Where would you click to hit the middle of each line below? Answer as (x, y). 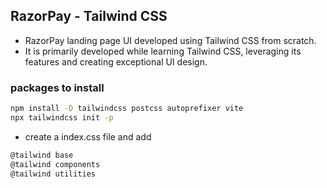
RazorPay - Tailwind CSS (89, 16)
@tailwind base (42, 155)
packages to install (57, 87)
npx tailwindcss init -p (62, 117)
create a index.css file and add (88, 136)
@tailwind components (55, 164)
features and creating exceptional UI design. (116, 61)
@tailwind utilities (53, 174)
